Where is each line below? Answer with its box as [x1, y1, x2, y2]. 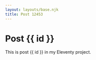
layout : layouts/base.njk [5, 7, 58, 12]
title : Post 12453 [5, 12, 43, 17]
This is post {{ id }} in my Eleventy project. [5, 49, 92, 55]
